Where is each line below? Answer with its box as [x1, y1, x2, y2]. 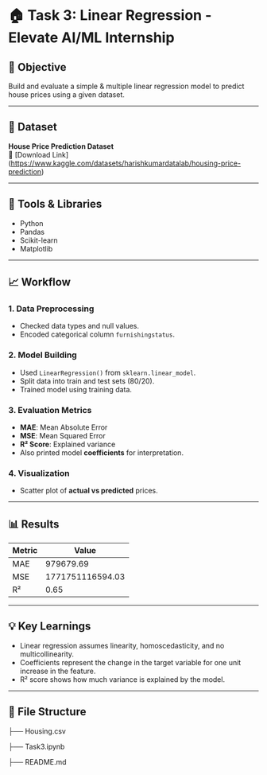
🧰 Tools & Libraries [8, 197, 103, 211]
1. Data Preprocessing [8, 303, 95, 314]
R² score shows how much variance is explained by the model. [19, 674, 225, 684]
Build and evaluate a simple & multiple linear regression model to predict [8, 81, 245, 91]
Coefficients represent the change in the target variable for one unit [19, 657, 242, 667]
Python [19, 218, 44, 228]
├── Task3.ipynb [8, 742, 65, 751]
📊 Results [8, 517, 60, 531]
